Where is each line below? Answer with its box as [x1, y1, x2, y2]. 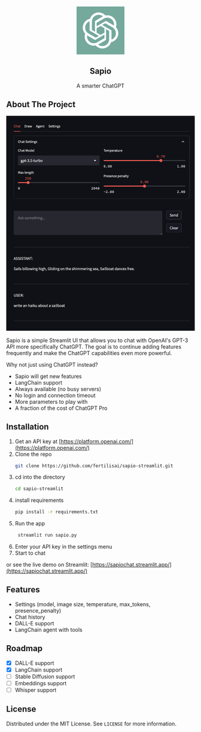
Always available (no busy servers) [14, 385, 102, 392]
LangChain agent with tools [14, 626, 83, 633]
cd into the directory [14, 473, 66, 481]
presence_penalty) [14, 607, 62, 614]
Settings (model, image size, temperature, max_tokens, [14, 600, 151, 607]
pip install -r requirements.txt [14, 509, 99, 515]
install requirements [14, 497, 64, 504]
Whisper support [14, 686, 57, 694]
